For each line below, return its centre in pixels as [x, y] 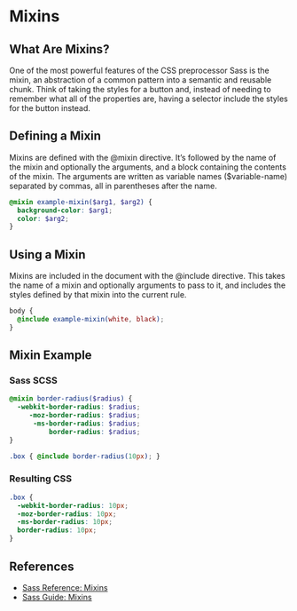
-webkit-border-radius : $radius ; [79, 407]
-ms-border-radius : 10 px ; [65, 522]
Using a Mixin [47, 254]
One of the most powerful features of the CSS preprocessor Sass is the [140, 70]
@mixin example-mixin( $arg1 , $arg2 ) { [81, 202]
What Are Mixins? [59, 49]
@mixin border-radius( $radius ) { [71, 399]
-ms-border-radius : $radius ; [86, 424]
